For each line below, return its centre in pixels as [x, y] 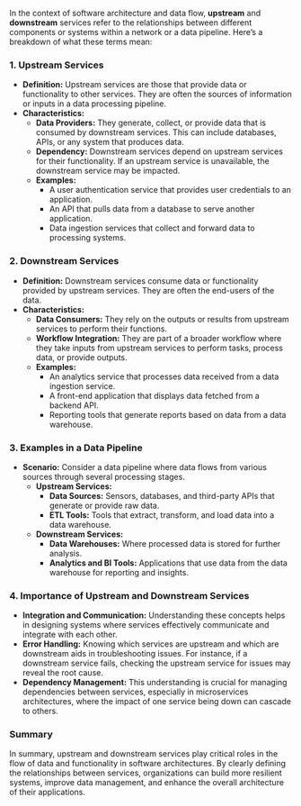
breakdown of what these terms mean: [81, 41]
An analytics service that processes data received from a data [164, 376]
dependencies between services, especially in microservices [135, 692]
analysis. [66, 553]
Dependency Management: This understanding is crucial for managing [155, 683]
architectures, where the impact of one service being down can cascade [157, 702]
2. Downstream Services [64, 261]
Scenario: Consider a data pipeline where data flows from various [145, 466]
